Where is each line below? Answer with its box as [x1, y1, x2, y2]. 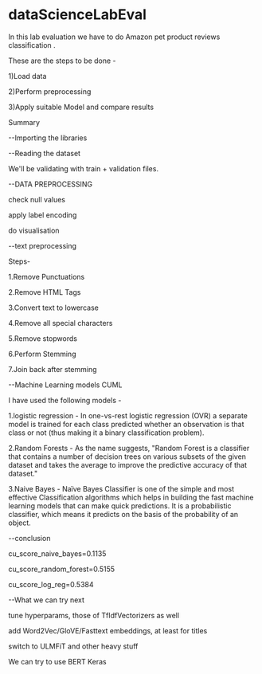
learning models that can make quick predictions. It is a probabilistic [8, 500, 232, 511]
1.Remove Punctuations [8, 272, 85, 281]
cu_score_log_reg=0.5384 [8, 579, 94, 589]
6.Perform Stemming [8, 349, 76, 359]
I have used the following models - [8, 395, 122, 405]
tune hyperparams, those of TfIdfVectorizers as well [8, 610, 180, 620]
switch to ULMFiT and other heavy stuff [8, 641, 139, 651]
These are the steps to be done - [8, 56, 117, 65]
